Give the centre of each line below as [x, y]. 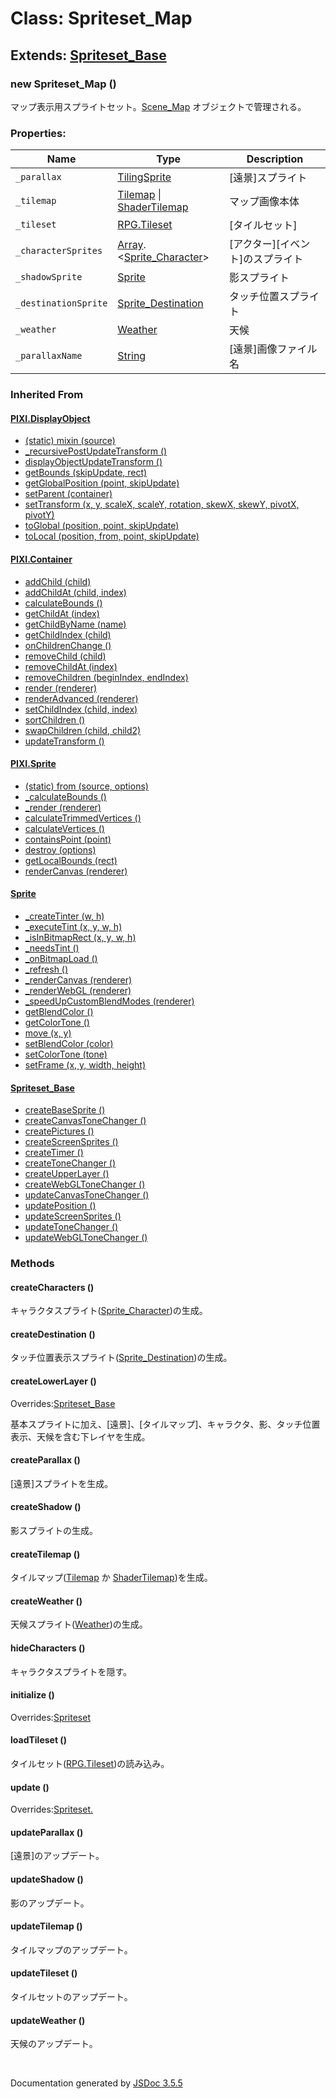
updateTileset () [44, 1973]
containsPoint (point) [68, 839]
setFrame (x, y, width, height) [85, 1064]
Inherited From [47, 395]
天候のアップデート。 [54, 2044]
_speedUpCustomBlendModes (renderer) [109, 1001]
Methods [32, 1264]
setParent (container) [68, 494]
